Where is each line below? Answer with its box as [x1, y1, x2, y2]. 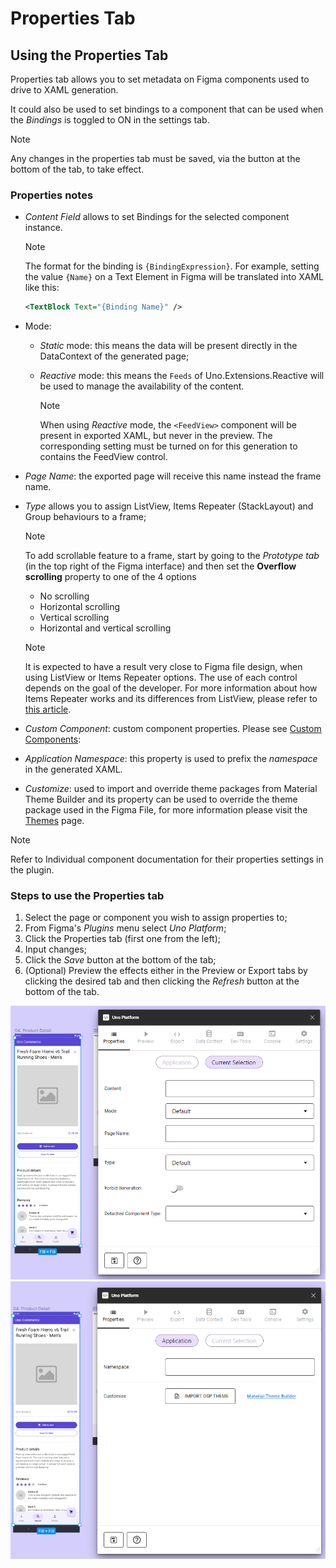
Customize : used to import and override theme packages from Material [24, 783, 318, 795]
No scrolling [39, 590, 90, 602]
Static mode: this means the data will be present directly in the [39, 340, 298, 352]
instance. [24, 222, 63, 234]
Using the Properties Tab [10, 47, 169, 64]
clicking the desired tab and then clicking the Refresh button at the [24, 975, 300, 987]
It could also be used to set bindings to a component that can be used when [10, 103, 324, 115]
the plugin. [10, 864, 55, 876]
